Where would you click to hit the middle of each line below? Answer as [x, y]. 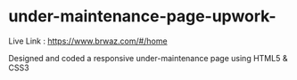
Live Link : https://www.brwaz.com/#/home [88, 41]
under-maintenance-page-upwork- [143, 16]
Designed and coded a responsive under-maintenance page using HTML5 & [148, 58]
